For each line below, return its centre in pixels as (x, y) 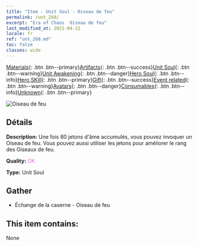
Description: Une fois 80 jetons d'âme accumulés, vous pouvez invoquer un (99, 136)
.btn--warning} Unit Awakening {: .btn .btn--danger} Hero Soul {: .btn (87, 73)
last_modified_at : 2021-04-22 (43, 28)
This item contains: (42, 224)
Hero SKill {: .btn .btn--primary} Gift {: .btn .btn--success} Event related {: (103, 79)
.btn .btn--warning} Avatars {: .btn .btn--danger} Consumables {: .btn (88, 86)
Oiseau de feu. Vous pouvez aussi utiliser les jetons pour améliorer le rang (96, 143)
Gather (19, 191)
